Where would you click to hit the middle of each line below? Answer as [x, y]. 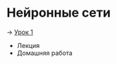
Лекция [28, 45]
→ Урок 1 [20, 32]
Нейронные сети [58, 13]
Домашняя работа [45, 53]
